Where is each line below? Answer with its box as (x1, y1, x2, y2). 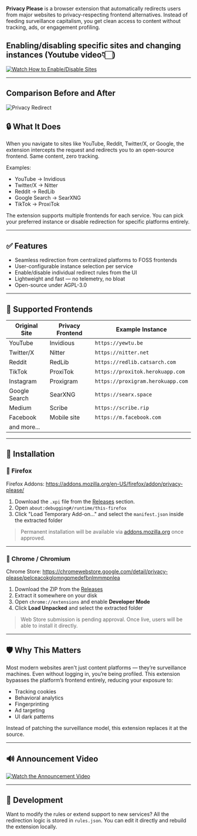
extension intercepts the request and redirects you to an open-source (6, 147, 174, 154)
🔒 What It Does (6, 122, 62, 132)
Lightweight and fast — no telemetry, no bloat (14, 275, 125, 282)
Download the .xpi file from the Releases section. (14, 498, 135, 505)
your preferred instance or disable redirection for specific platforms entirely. (6, 218, 190, 226)
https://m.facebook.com (94, 414, 161, 421)
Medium (9, 404, 32, 412)
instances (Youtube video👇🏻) (6, 50, 116, 60)
